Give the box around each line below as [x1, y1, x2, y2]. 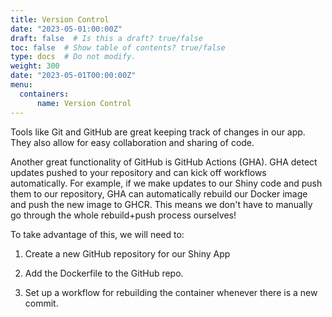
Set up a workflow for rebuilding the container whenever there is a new [24, 286, 318, 298]
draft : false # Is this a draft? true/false [10, 33, 203, 43]
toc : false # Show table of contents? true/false [10, 42, 226, 53]
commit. [24, 297, 59, 309]
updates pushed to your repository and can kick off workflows [10, 166, 267, 178]
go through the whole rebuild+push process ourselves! [10, 209, 237, 221]
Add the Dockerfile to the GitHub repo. [24, 267, 184, 279]
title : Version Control [10, 14, 110, 25]
